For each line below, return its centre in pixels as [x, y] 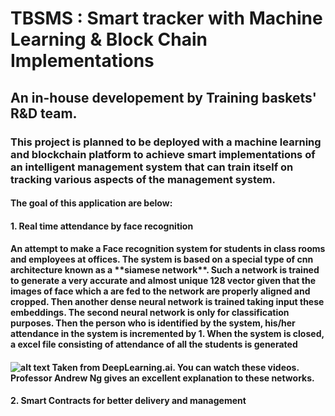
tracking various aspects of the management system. [143, 179]
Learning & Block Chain [109, 39]
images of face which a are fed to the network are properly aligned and [160, 291]
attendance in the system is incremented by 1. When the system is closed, [167, 334]
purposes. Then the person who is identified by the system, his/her [153, 323]
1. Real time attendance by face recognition [102, 226]
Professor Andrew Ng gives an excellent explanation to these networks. [162, 378]
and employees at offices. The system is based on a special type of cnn [162, 259]
